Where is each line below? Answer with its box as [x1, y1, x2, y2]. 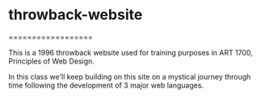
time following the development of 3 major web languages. [8, 80, 204, 90]
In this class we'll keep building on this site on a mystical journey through [8, 71, 251, 81]
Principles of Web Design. [8, 56, 95, 66]
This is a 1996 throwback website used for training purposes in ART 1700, [8, 47, 253, 57]
